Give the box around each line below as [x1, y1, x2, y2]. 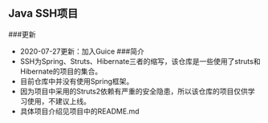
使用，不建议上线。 [26, 96, 91, 105]
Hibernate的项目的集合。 [19, 66, 103, 76]
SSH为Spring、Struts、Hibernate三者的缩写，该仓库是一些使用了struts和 [19, 56, 261, 65]
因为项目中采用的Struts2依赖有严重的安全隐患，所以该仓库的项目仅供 [19, 86, 249, 96]
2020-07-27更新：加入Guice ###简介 [19, 46, 144, 56]
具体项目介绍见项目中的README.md [19, 106, 140, 116]
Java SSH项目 [8, 6, 79, 21]
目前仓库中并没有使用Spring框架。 [19, 76, 134, 85]
